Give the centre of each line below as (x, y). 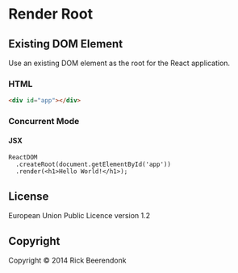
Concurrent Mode (44, 122)
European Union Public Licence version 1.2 (79, 216)
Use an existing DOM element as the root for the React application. (119, 63)
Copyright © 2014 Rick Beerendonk (67, 260)
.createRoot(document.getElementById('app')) (94, 165)
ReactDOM (23, 158)
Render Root (51, 14)
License (29, 196)
